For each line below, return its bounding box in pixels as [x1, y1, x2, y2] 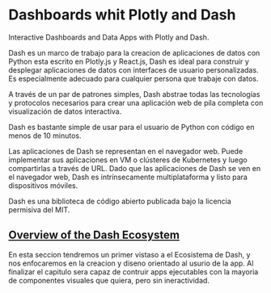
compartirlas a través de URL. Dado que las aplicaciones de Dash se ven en [8, 163, 261, 173]
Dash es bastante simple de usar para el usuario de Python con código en [8, 122, 255, 132]
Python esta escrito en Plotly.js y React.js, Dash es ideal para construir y [8, 57, 249, 66]
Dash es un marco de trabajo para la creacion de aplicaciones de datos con [8, 48, 260, 57]
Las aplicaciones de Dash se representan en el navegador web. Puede [8, 146, 243, 156]
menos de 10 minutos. [8, 131, 83, 140]
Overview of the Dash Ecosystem [8, 228, 180, 242]
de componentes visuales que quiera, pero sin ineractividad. [8, 275, 210, 285]
